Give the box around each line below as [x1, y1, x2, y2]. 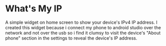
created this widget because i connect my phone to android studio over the [5, 24, 161, 30]
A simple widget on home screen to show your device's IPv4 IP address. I [5, 19, 157, 25]
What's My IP [5, 3, 62, 14]
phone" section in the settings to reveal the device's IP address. [5, 35, 137, 41]
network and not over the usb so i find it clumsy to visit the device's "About [5, 30, 161, 36]
